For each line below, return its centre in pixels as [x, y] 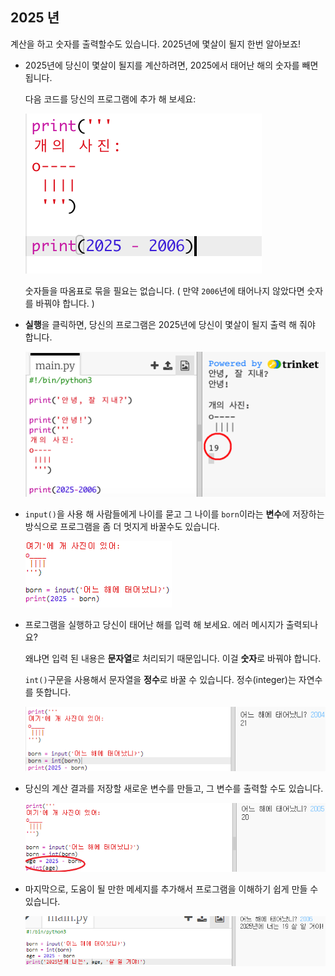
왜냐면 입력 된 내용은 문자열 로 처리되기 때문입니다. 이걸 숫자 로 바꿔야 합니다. [173, 658]
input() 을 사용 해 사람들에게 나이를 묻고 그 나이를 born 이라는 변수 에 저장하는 [174, 514]
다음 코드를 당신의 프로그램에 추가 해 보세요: [110, 99]
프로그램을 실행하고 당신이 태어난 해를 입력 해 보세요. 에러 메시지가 [154, 624]
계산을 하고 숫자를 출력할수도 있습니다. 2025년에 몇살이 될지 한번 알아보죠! [156, 44]
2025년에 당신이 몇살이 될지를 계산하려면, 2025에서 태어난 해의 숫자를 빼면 [171, 65]
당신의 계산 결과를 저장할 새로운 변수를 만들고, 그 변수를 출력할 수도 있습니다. [174, 789]
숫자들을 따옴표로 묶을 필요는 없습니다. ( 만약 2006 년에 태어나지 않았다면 [164, 290]
